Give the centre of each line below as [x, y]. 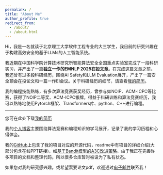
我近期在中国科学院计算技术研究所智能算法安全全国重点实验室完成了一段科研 [81, 63]
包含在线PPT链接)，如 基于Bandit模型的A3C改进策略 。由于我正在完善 [82, 151]
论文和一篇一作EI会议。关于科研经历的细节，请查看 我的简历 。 [88, 81]
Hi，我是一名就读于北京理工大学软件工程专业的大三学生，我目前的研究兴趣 [79, 46]
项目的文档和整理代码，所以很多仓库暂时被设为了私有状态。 [69, 157]
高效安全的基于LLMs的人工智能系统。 [55, 52]
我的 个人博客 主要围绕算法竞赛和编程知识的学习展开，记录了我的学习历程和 [79, 128]
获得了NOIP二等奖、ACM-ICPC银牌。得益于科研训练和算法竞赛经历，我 [85, 97]
